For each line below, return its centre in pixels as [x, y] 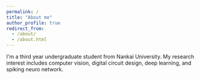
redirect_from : [25, 28]
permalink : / [23, 12]
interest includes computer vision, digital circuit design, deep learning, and [99, 63]
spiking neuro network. [35, 69]
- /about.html [29, 39]
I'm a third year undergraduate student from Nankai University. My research [100, 57]
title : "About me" [29, 17]
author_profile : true [33, 23]
